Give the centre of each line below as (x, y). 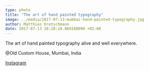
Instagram (16, 63)
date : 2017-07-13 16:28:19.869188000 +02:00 (53, 29)
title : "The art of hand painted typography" (54, 15)
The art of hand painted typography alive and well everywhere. (71, 43)
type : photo (18, 10)
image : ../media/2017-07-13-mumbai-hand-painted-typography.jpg (75, 19)
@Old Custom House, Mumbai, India (43, 53)
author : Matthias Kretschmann (37, 24)
